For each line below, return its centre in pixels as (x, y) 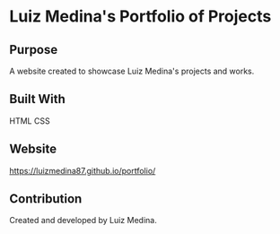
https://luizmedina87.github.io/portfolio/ (83, 170)
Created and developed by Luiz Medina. (83, 221)
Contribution (46, 199)
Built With (37, 99)
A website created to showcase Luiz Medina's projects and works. (132, 71)
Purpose (34, 50)
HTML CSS (30, 121)
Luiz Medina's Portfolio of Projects (140, 17)
